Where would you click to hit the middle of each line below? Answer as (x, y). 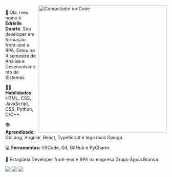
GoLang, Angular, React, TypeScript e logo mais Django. (64, 137)
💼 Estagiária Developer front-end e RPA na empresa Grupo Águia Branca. (82, 159)
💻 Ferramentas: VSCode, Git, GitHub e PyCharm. (58, 148)
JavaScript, (17, 104)
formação (16, 40)
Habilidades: (19, 93)
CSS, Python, (19, 109)
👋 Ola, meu (17, 12)
